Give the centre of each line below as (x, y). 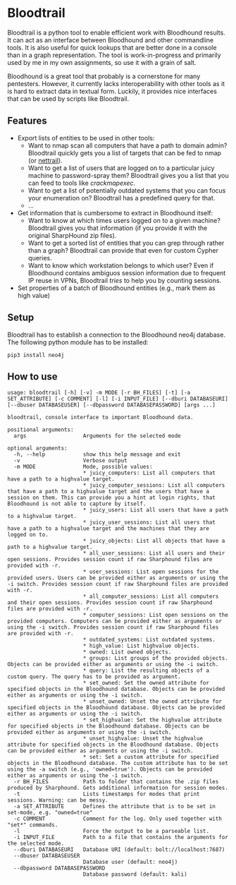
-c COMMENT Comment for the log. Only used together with (118, 819)
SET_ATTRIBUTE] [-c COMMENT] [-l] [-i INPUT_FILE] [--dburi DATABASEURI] (118, 399)
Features (27, 121)
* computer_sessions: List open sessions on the (156, 615)
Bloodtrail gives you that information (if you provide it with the (118, 228)
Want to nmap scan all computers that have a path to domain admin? (128, 145)
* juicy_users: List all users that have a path (156, 510)
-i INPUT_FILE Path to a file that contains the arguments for (121, 838)
